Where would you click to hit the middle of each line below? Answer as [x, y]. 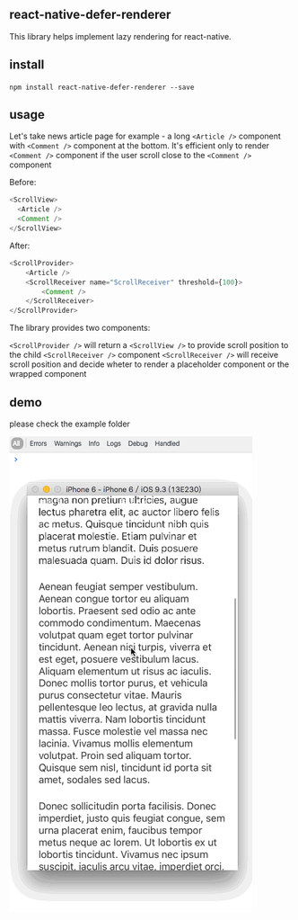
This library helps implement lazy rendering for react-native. [120, 36]
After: [20, 246]
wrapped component [48, 374]
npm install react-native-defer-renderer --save [102, 87]
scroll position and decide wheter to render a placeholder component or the [149, 364]
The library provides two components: [80, 328]
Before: [23, 183]
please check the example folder [70, 424]
